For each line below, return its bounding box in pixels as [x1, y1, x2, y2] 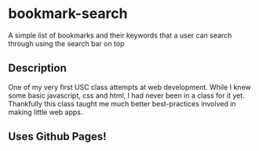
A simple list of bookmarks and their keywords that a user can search [8, 31, 232, 40]
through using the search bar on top [8, 38, 125, 48]
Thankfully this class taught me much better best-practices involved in [8, 99, 237, 108]
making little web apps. [8, 107, 83, 117]
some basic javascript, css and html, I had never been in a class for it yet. [8, 91, 245, 100]
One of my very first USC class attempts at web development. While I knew [8, 82, 251, 92]
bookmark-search [8, 5, 128, 23]
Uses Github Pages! [8, 130, 108, 143]
